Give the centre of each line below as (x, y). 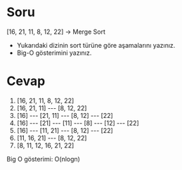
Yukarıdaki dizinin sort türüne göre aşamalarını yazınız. (96, 45)
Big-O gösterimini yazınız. (54, 53)
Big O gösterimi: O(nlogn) (43, 159)
